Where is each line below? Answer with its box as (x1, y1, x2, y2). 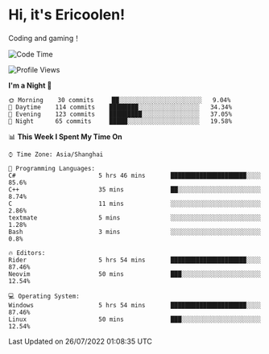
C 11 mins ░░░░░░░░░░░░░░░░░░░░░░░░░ (8, 200, 262, 208)
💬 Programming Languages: (8, 164, 95, 172)
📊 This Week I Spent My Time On (8, 131, 122, 142)
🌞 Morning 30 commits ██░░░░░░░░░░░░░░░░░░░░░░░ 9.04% (8, 96, 231, 104)
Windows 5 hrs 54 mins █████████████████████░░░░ (8, 301, 262, 309)
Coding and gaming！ (8, 33, 81, 43)
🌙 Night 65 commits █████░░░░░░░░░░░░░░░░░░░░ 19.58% (8, 117, 232, 126)
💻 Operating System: (8, 292, 81, 300)
